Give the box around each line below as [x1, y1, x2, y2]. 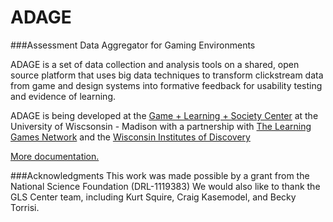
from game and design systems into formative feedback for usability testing [10, 79, 323, 91]
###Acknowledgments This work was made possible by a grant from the [10, 169, 310, 181]
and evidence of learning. [10, 90, 116, 102]
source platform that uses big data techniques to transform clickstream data [10, 69, 324, 81]
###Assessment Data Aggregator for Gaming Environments [10, 39, 256, 51]
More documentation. [10, 150, 100, 162]
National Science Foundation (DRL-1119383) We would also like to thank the [10, 180, 321, 192]
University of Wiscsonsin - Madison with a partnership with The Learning [10, 120, 312, 132]
